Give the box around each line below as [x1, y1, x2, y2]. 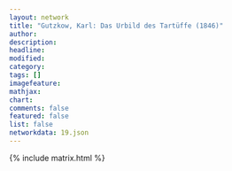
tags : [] [9, 71, 42, 80]
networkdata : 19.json [9, 128, 89, 137]
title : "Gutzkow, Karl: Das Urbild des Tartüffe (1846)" [9, 21, 224, 30]
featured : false [9, 112, 69, 120]
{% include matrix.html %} [9, 152, 105, 163]
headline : [9, 46, 46, 55]
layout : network [9, 12, 69, 22]
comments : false [9, 104, 69, 113]
